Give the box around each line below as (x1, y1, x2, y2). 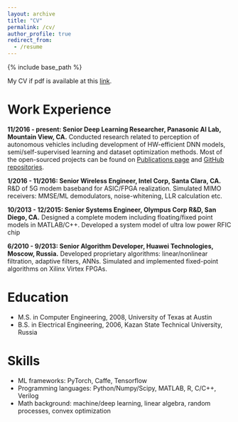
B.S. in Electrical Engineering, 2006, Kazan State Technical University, (17, 320, 222, 329)
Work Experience (7, 102, 112, 118)
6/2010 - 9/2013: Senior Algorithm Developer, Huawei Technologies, (7, 242, 214, 250)
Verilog (17, 391, 39, 400)
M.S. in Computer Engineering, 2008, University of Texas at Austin (17, 313, 212, 321)
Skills (7, 353, 40, 369)
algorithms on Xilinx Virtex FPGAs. (7, 264, 108, 273)
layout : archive (7, 10, 55, 18)
